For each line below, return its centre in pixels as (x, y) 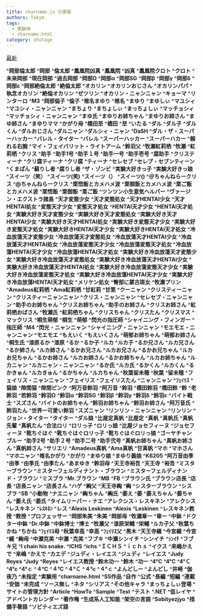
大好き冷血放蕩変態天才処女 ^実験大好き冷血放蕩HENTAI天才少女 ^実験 (94, 274)
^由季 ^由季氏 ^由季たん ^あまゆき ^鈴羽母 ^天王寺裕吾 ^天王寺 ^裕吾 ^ (93, 463)
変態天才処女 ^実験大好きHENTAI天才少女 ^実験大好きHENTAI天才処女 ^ (101, 229)
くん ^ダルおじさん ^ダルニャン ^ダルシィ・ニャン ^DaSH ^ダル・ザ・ (92, 131)
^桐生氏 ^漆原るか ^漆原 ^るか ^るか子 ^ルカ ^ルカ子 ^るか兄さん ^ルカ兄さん (100, 342)
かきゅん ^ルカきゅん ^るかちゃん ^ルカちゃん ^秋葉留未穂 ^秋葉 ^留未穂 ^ (97, 373)
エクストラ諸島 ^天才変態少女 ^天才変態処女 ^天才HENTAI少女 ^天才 (101, 199)
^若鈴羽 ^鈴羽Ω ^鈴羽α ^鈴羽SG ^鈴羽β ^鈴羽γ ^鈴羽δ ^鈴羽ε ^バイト (102, 395)
